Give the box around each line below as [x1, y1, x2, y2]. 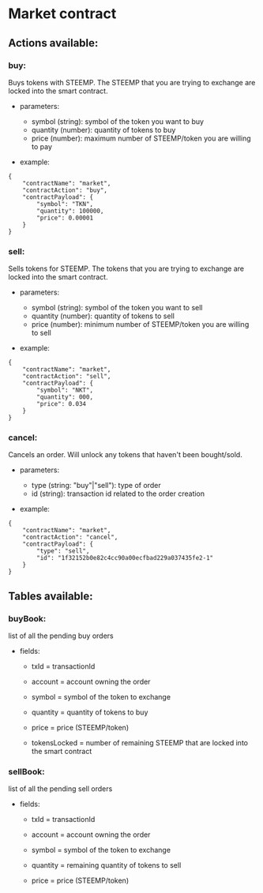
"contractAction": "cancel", [22, 534, 118, 542]
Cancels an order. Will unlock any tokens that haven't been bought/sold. [8, 450, 242, 460]
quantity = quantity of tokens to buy [31, 707, 148, 717]
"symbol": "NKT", [36, 386, 93, 395]
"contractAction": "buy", [22, 186, 108, 194]
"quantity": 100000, [36, 207, 104, 215]
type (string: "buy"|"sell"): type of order [31, 481, 161, 490]
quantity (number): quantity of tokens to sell [31, 311, 175, 321]
